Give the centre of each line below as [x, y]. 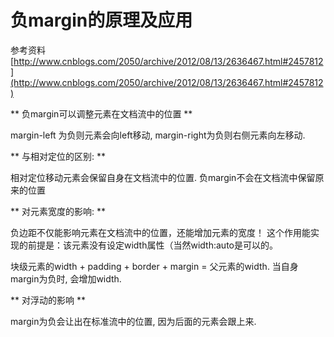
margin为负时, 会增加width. [66, 278]
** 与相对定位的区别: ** [58, 156]
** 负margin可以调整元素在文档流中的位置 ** [101, 113]
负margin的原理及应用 [101, 20]
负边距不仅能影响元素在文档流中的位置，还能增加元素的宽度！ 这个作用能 [160, 232]
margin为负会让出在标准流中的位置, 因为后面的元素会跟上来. [133, 321]
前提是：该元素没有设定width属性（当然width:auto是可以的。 [152, 245]
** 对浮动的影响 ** [48, 300]
